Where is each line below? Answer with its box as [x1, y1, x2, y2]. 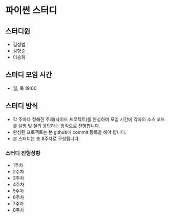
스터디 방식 [5, 102, 38, 110]
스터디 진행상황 [5, 149, 41, 156]
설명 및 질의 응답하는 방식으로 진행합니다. [18, 123, 101, 129]
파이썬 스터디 [5, 5, 57, 16]
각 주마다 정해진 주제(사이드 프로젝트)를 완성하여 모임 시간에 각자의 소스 [12, 116, 156, 122]
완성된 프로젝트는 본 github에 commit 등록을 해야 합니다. [12, 129, 126, 135]
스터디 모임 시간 [5, 70, 52, 80]
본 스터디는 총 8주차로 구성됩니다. [12, 135, 80, 142]
